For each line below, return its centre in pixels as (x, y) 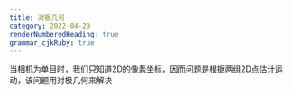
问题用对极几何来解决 (73, 81)
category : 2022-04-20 (50, 26)
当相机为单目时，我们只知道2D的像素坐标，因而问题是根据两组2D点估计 (142, 69)
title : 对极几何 (37, 17)
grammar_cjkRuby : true (52, 43)
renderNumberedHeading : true (64, 34)
